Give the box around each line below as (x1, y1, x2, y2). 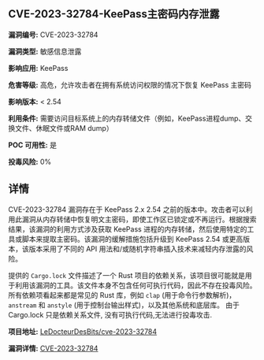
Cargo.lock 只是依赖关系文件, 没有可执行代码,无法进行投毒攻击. (8, 310, 213, 319)
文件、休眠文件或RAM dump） (14, 123, 113, 132)
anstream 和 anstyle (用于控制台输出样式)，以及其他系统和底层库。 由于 (8, 300, 240, 310)
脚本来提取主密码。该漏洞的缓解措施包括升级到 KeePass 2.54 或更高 (21, 234, 244, 243)
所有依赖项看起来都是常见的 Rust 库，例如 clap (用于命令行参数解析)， (8, 290, 236, 299)
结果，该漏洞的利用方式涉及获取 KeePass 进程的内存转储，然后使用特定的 (8, 224, 247, 234)
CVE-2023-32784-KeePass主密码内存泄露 (8, 7, 220, 21)
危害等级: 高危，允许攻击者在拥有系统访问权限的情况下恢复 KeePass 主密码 (8, 80, 252, 89)
